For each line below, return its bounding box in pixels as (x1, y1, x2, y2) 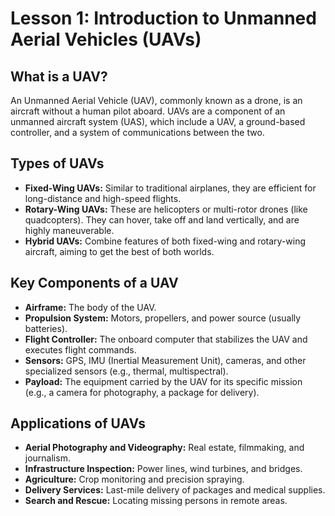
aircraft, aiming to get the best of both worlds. (24, 245, 215, 257)
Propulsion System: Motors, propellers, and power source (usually (24, 312, 302, 324)
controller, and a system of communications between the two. (10, 127, 265, 138)
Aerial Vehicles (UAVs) (10, 28, 202, 51)
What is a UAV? (10, 68, 108, 85)
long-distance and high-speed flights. (24, 192, 182, 204)
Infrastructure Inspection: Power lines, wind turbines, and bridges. (24, 463, 303, 475)
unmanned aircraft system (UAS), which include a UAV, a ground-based (10, 116, 306, 127)
